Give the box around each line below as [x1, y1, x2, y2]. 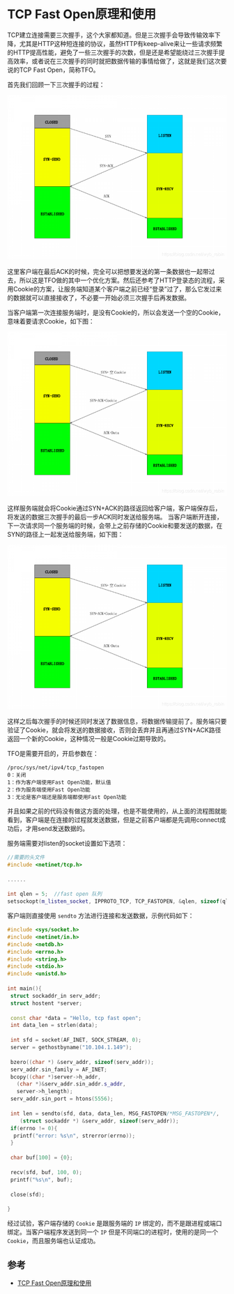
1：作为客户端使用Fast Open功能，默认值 [7, 779, 111, 786]
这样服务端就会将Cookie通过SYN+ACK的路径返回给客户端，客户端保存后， [7, 503, 221, 512]
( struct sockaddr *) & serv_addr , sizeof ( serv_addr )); [19, 1117, 179, 1125]
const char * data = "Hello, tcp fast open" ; [10, 1014, 141, 1021]
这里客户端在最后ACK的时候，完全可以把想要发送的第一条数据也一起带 [7, 267, 209, 275]
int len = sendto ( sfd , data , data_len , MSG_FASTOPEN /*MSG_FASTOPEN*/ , [10, 1110, 219, 1117]
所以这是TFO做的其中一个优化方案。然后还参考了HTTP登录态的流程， [19, 276, 219, 284]
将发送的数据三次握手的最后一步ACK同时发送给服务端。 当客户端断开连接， [7, 512, 223, 521]
